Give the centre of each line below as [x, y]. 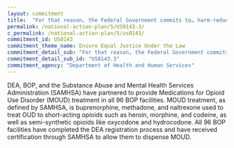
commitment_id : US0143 [40, 40]
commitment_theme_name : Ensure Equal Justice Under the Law [96, 46]
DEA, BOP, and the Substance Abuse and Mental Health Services [101, 85]
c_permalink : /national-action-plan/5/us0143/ [76, 33]
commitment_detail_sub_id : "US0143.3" [63, 59]
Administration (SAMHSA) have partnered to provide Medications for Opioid [116, 92]
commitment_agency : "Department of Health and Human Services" [101, 65]
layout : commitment [36, 14]
